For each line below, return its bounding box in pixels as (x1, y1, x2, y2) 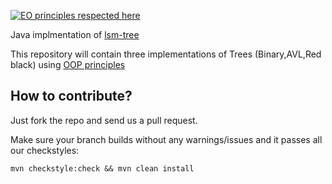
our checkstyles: (10, 144, 80, 156)
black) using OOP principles (10, 59, 126, 70)
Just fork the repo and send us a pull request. (10, 114, 198, 126)
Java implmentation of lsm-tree (10, 29, 140, 40)
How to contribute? (10, 88, 133, 105)
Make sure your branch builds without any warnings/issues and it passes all (10, 133, 323, 145)
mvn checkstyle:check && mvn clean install (10, 163, 195, 174)
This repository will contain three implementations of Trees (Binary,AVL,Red (10, 48, 322, 60)
